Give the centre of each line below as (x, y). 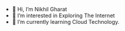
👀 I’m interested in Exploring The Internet (63, 15)
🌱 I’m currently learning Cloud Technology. (66, 22)
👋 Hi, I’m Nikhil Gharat (39, 9)
